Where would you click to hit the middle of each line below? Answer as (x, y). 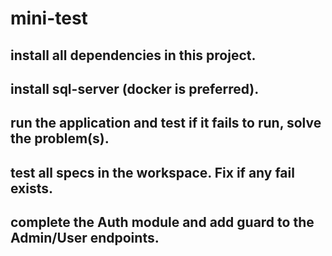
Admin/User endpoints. (85, 238)
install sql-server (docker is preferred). (135, 88)
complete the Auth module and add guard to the (162, 222)
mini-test (49, 18)
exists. (32, 188)
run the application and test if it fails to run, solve (166, 123)
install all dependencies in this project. (133, 55)
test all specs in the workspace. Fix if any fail (152, 172)
